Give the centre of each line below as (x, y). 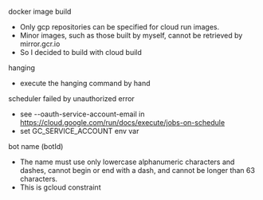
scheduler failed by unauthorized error (72, 98)
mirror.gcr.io (40, 44)
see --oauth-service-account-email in (82, 114)
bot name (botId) (36, 146)
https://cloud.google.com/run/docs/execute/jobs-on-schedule (122, 122)
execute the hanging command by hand (85, 83)
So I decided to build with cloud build (80, 52)
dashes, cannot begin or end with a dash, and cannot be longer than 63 (137, 170)
